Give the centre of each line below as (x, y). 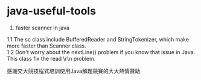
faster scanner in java (43, 28)
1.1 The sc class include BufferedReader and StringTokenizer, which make (98, 39)
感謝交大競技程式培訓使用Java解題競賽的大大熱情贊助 (74, 71)
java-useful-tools (51, 11)
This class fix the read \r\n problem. (51, 58)
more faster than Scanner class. (46, 46)
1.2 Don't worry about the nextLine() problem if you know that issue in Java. (101, 52)
